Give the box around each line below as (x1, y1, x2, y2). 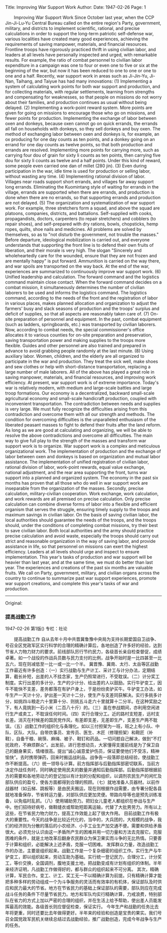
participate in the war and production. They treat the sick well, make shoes (5, 358, 158, 364)
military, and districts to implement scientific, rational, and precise (5, 25, 140, 31)
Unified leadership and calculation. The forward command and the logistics (5, 274, 160, 280)
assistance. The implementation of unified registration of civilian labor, (5, 459, 149, 465)
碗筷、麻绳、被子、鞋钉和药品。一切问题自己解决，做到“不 (37, 736, 158, 742)
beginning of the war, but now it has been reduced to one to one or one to (5, 68, 157, 74)
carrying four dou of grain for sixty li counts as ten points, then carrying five (5, 152, 161, 158)
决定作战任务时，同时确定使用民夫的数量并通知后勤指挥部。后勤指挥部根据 (5, 767, 158, 773)
